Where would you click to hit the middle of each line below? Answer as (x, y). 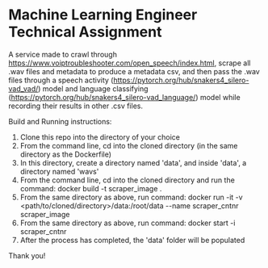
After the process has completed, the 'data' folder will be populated (132, 240)
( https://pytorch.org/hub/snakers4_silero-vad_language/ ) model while (124, 97)
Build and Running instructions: (60, 121)
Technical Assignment (85, 32)
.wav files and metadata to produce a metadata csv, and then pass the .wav (134, 71)
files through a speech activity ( (61, 80)
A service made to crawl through (63, 54)
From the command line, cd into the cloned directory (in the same (129, 145)
